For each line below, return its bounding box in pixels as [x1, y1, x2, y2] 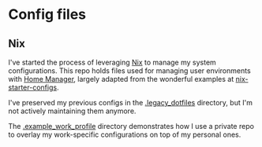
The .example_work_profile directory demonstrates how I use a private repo [8, 122, 255, 130]
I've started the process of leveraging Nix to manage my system [8, 57, 217, 67]
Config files [8, 6, 87, 24]
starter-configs [8, 83, 58, 92]
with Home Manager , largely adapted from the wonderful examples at [8, 75, 234, 83]
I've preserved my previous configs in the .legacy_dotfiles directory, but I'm [8, 98, 253, 107]
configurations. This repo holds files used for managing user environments [8, 66, 251, 75]
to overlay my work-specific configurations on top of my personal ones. [8, 130, 241, 139]
